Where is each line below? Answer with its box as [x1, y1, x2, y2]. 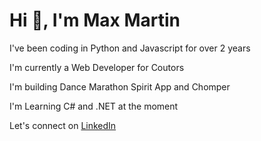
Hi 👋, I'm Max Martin [9, 9, 181, 32]
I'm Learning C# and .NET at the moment [9, 100, 179, 112]
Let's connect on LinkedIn [9, 119, 117, 131]
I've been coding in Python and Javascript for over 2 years [9, 42, 251, 54]
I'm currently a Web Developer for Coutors [9, 61, 185, 73]
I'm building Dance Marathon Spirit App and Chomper [9, 80, 231, 93]
